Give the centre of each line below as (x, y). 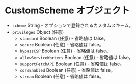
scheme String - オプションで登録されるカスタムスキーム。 (73, 25)
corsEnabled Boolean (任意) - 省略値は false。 (67, 70)
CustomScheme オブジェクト (67, 10)
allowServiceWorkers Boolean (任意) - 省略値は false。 (76, 57)
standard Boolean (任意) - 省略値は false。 (64, 38)
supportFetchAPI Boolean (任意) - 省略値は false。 (72, 64)
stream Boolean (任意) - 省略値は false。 (62, 76)
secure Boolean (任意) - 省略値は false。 (62, 44)
